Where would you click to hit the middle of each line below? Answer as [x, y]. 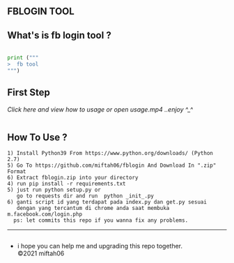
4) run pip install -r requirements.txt [67, 184]
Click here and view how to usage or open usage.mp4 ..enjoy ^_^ [100, 109]
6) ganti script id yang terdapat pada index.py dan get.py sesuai [107, 202]
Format [17, 172]
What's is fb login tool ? [59, 35]
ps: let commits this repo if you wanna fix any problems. [101, 220]
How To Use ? [37, 137]
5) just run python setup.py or [54, 190]
